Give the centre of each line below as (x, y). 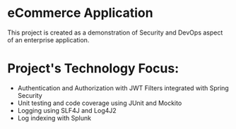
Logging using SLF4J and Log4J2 (67, 110)
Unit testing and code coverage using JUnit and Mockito (100, 103)
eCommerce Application (80, 13)
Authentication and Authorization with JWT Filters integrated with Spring (123, 88)
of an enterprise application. (48, 39)
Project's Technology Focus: (93, 69)
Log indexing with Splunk (54, 118)
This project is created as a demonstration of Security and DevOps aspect (115, 32)
